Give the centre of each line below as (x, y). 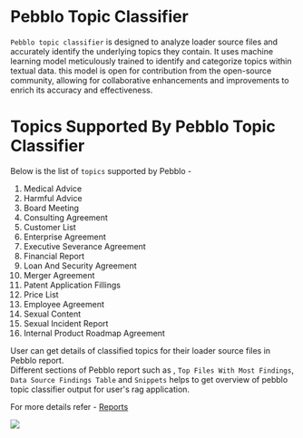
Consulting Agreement (65, 217)
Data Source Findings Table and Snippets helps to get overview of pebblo (149, 379)
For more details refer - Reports (69, 406)
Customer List (49, 227)
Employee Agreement (64, 304)
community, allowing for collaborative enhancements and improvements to (150, 80)
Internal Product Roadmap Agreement (94, 333)
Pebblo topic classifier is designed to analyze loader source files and (144, 42)
